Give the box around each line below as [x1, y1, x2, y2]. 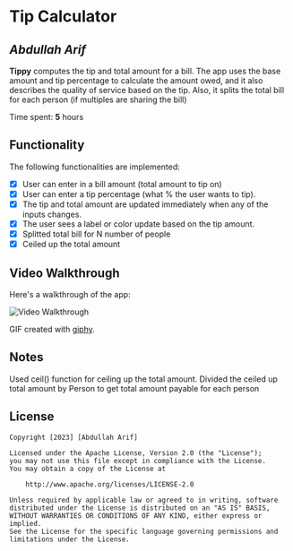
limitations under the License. [9, 535, 130, 544]
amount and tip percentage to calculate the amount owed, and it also [9, 75, 263, 86]
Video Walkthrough [9, 265, 120, 280]
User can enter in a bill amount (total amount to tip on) [22, 178, 222, 189]
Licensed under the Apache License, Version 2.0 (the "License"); [9, 448, 263, 458]
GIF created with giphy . [9, 324, 96, 334]
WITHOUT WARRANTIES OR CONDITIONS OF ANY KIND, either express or [9, 511, 263, 521]
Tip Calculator [9, 6, 117, 27]
